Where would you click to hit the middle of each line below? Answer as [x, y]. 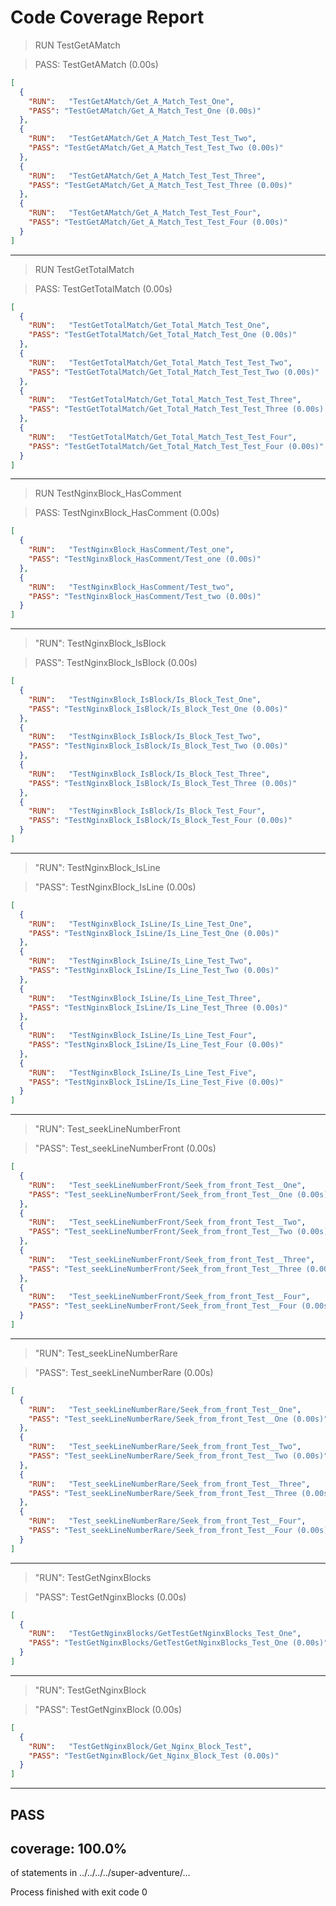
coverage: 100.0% [69, 1848]
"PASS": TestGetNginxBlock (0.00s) [108, 1709]
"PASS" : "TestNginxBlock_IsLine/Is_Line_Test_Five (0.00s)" [156, 1082]
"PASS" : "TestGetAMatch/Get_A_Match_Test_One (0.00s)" [145, 111]
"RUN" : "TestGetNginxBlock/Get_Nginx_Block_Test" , [140, 1746]
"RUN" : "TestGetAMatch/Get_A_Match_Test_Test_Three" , [147, 176]
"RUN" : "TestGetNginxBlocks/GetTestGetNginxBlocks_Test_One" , [165, 1634]
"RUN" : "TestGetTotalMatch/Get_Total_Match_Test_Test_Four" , [163, 437]
